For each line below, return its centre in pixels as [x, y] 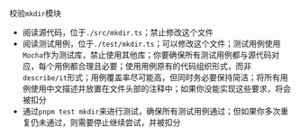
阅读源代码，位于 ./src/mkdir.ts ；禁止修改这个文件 [118, 32]
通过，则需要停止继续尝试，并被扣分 [114, 122]
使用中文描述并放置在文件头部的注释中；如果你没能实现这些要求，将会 [160, 89]
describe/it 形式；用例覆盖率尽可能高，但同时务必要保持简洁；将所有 [151, 77]
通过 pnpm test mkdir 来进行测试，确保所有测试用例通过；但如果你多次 [151, 111]
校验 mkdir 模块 [35, 13]
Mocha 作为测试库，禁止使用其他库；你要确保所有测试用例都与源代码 [147, 55]
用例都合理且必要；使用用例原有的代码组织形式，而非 [153, 66]
